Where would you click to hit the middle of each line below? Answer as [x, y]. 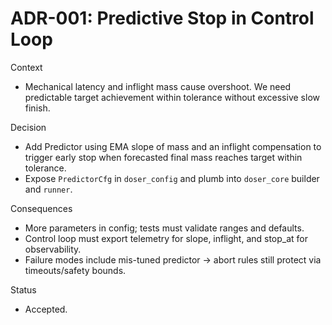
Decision [28, 127]
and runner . [48, 189]
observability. [53, 249]
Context [26, 67]
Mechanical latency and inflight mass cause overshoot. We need [158, 86]
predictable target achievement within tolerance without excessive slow [172, 97]
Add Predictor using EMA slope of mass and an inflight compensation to [173, 146]
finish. [37, 108]
